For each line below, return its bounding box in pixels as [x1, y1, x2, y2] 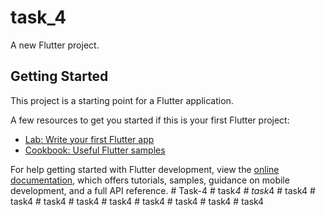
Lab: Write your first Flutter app [24, 133, 155, 145]
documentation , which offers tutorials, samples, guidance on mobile [10, 174, 290, 186]
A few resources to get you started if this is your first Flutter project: [10, 114, 290, 126]
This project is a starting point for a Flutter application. [10, 94, 234, 106]
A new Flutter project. [10, 39, 100, 51]
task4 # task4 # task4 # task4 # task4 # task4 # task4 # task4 [10, 195, 265, 207]
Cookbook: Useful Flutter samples [24, 144, 166, 156]
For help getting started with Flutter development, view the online [10, 163, 280, 175]
